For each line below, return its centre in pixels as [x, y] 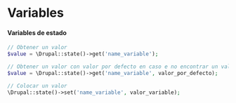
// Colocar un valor [38, 85]
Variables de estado [37, 32]
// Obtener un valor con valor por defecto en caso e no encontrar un [113, 67]
